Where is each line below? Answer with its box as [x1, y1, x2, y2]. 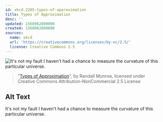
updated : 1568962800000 [5, 21, 55, 26]
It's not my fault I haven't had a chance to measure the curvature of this [5, 106, 153, 112]
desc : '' [5, 16, 24, 21]
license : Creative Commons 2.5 [10, 44, 75, 49]
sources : [5, 30, 24, 35]
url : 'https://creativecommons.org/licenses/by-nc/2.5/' [10, 40, 131, 45]
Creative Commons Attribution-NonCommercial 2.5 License [17, 78, 141, 84]
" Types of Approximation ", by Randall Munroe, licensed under [17, 73, 145, 79]
